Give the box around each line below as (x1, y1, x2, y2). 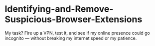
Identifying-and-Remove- (4, 3, 114, 15)
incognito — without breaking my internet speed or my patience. (4, 35, 137, 41)
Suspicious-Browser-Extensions (4, 14, 143, 25)
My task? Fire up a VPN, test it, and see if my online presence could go (4, 30, 150, 36)
